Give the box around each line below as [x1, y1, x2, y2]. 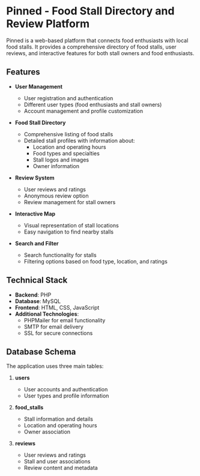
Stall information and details [23, 415, 93, 423]
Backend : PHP [14, 291, 52, 298]
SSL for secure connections [23, 329, 93, 337]
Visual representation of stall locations [23, 221, 119, 229]
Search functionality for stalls [23, 251, 97, 259]
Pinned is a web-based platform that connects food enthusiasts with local [6, 37, 189, 44]
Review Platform [6, 17, 90, 31]
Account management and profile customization [23, 107, 144, 115]
